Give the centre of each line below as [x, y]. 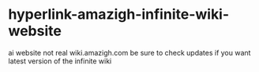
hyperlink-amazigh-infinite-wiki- [119, 14]
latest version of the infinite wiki [60, 61]
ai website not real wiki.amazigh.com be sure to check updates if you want [129, 52]
